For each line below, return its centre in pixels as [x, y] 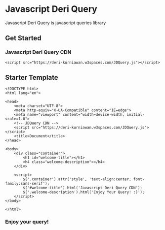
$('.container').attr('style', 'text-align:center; [77, 179]
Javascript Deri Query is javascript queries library [56, 23]
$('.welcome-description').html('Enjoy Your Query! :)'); [84, 192]
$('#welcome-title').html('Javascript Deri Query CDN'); [82, 188]
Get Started [23, 38]
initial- [136, 115]
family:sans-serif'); [27, 184]
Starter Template [32, 78]
